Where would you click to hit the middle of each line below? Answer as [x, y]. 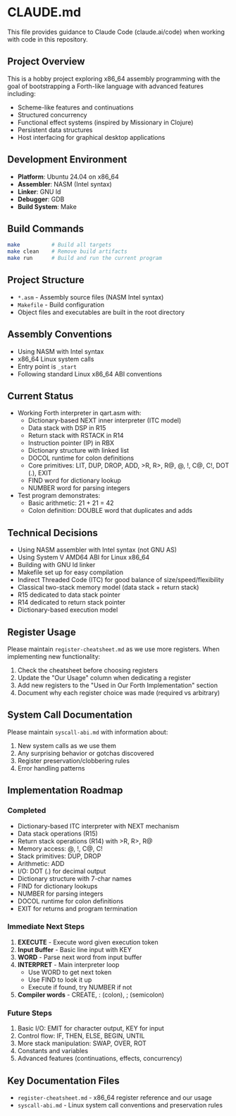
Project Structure [46, 280]
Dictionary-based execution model [68, 610]
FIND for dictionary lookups [57, 886]
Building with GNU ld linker [56, 565]
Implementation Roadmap [65, 791]
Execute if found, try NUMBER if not [80, 987]
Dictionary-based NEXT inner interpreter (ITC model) [105, 420]
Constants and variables [53, 1051]
